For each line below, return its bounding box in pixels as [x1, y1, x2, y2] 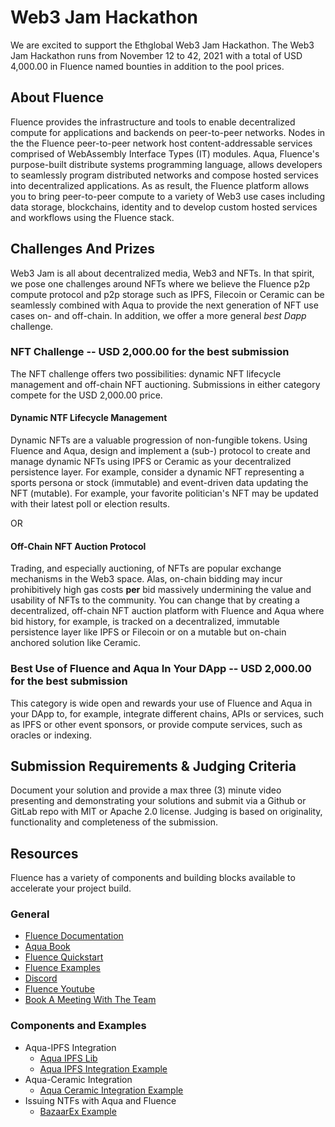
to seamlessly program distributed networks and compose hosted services [10, 169, 319, 181]
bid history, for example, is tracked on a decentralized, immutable [10, 616, 280, 628]
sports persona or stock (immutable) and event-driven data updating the [10, 477, 309, 489]
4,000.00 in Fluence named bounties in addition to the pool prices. [10, 60, 285, 72]
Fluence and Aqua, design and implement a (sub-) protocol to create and [10, 445, 311, 457]
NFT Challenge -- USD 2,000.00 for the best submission [10, 345, 290, 359]
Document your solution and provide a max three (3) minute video [10, 784, 282, 796]
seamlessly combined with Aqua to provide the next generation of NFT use [10, 299, 319, 311]
